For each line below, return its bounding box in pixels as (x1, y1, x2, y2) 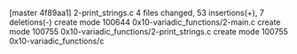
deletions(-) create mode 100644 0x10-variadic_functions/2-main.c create (9, 17, 281, 27)
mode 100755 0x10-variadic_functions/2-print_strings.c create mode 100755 (9, 27, 288, 36)
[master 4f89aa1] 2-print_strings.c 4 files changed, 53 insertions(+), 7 (9, 8, 264, 18)
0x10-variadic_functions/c (9, 35, 105, 46)
